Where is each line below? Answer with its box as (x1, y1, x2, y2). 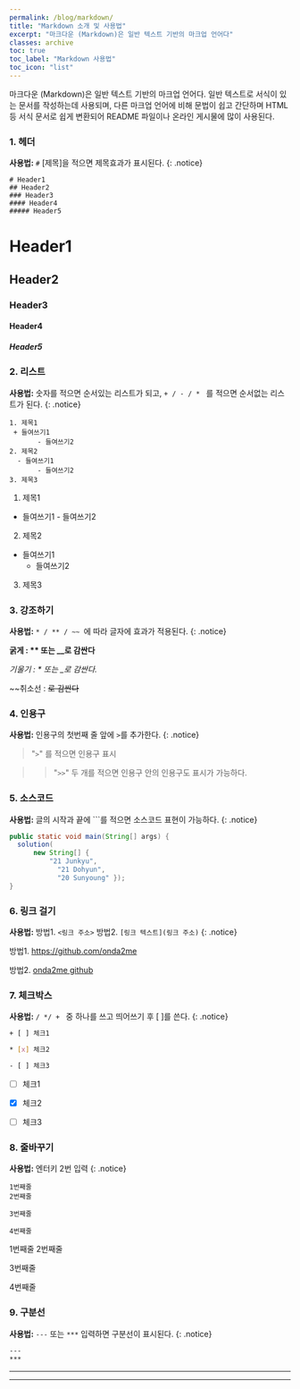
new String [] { (32, 849, 90, 858)
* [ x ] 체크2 (9, 1046, 51, 1054)
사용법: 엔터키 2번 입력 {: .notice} (9, 1164, 127, 1174)
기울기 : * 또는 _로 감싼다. (9, 664, 98, 674)
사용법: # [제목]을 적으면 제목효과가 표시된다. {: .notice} (9, 157, 204, 168)
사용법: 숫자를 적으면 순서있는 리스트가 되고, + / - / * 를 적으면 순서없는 (9, 387, 269, 398)
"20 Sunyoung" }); (56, 873, 126, 882)
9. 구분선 (9, 1307, 46, 1319)
